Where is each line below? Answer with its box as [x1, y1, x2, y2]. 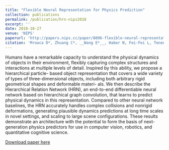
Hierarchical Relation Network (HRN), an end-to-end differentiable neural [5, 86, 157, 92]
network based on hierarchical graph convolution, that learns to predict [5, 91, 153, 97]
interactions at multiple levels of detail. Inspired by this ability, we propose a [5, 65, 162, 71]
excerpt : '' [5, 21, 30, 27]
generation [5, 124, 28, 130]
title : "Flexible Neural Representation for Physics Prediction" [5, 7, 145, 13]
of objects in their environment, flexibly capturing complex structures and [5, 59, 157, 66]
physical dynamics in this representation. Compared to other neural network [5, 97, 163, 103]
